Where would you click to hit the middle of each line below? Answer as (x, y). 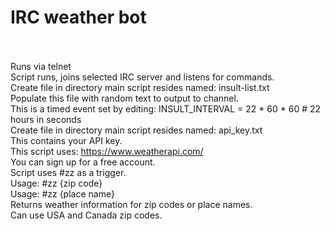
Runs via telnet (41, 66)
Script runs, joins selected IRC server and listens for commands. (142, 77)
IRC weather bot (78, 17)
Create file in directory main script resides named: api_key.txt (136, 130)
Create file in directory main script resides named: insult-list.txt (140, 87)
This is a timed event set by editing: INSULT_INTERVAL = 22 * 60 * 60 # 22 (166, 108)
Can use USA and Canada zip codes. (86, 215)
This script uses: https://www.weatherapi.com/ (107, 151)
